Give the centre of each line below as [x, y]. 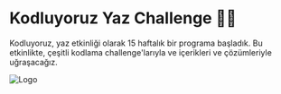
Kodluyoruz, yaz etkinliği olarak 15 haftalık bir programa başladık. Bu [136, 43]
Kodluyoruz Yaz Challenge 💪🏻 [123, 18]
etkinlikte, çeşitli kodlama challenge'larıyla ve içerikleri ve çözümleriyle [141, 52]
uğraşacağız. [33, 62]
